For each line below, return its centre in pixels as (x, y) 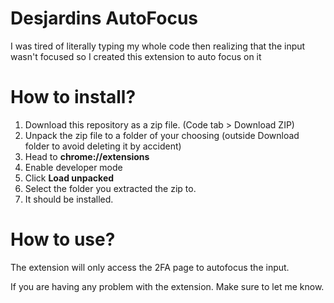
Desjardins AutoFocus (104, 18)
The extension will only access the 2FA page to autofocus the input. (150, 267)
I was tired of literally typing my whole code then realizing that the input (158, 46)
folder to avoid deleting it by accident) (103, 146)
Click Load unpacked (69, 178)
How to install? (73, 97)
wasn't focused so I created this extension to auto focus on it (136, 56)
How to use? (63, 239)
